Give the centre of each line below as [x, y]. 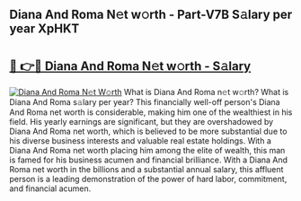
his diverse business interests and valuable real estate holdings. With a [140, 141]
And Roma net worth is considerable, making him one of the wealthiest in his [151, 112]
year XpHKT [44, 29]
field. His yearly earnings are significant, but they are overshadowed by [142, 122]
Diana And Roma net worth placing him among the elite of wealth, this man [147, 150]
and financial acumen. [50, 188]
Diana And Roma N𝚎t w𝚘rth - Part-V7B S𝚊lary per [151, 15]
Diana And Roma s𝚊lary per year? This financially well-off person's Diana [145, 102]
